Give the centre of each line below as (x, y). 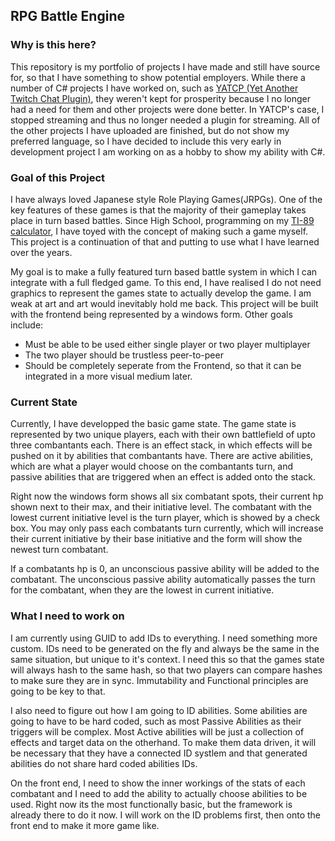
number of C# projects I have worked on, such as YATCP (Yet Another (154, 88)
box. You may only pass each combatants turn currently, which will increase (167, 528)
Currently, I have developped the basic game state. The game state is (153, 424)
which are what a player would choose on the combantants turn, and (152, 466)
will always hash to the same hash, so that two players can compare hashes (166, 670)
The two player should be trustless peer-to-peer (124, 355)
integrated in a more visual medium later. (108, 376)
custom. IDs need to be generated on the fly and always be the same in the (165, 648)
